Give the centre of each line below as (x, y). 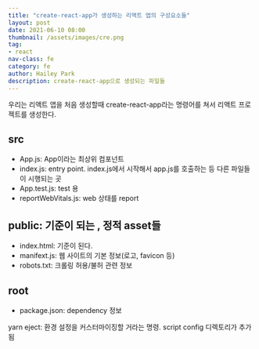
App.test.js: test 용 (49, 188)
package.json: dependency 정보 (71, 310)
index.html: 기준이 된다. (56, 246)
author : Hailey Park (42, 74)
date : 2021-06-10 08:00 (47, 30)
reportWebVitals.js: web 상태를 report (79, 198)
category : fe (29, 67)
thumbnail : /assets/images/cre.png (66, 37)
